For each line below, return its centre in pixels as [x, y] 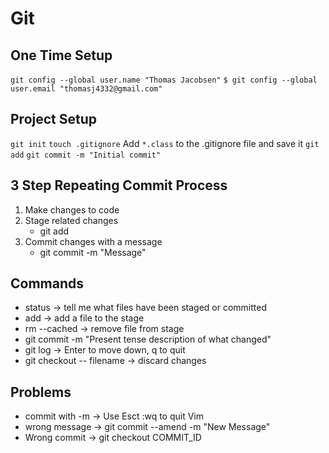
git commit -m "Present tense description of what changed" [148, 339]
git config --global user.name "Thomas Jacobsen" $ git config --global [164, 80]
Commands [47, 283]
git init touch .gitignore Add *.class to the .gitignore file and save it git [165, 143]
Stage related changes [71, 220]
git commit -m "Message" [93, 252]
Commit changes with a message [93, 241]
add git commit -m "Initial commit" [86, 155]
